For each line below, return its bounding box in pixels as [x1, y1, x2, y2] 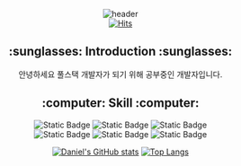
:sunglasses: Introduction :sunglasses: [8, 44, 233, 59]
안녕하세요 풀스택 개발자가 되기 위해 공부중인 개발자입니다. [18, 68, 223, 80]
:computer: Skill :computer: [41, 95, 200, 111]
